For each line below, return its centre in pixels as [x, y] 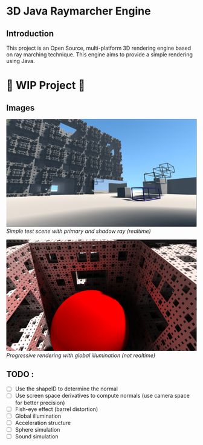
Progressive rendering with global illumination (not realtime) [81, 355]
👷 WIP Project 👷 [46, 85]
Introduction [30, 34]
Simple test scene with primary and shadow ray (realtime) [79, 231]
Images [21, 108]
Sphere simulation [37, 429]
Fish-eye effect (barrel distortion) [56, 409]
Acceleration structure [43, 423]
